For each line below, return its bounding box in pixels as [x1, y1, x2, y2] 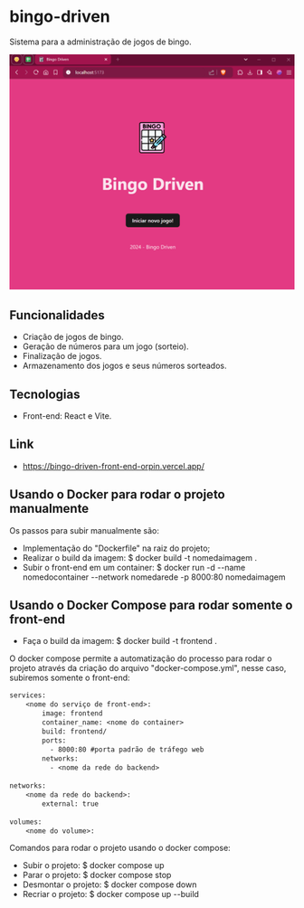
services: [9, 691, 47, 700]
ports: [42, 736, 67, 745]
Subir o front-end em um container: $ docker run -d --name [22, 562, 246, 572]
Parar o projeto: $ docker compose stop [22, 870, 172, 881]
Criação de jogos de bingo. [22, 332, 124, 343]
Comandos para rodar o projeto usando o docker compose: [9, 843, 231, 854]
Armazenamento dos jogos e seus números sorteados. [22, 360, 228, 372]
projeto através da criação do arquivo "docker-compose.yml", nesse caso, [9, 663, 287, 674]
